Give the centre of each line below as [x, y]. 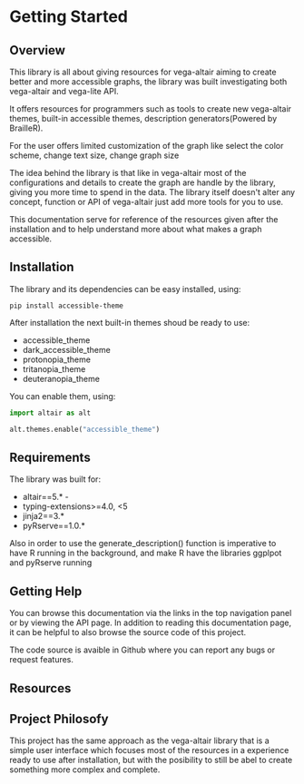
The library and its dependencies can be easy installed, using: [125, 289]
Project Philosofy [59, 719]
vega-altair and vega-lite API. [64, 91]
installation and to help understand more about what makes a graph [136, 229]
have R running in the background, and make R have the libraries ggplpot [146, 553]
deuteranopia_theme [61, 378]
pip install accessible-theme [67, 306]
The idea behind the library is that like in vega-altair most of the [128, 173]
